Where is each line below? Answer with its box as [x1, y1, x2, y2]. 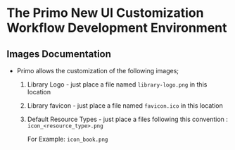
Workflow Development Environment [6, 20, 227, 36]
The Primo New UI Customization [6, 5, 204, 21]
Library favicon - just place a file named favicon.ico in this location [27, 101, 223, 110]
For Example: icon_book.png [27, 135, 108, 143]
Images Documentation [6, 48, 112, 60]
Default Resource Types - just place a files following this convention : [27, 115, 228, 123]
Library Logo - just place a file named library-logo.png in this [27, 80, 208, 89]
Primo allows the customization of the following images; [16, 67, 179, 75]
